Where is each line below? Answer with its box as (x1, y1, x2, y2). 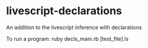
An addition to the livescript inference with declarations (6, 24, 142, 31)
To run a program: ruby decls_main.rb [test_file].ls (6, 35, 129, 42)
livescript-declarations (6, 4, 122, 18)
